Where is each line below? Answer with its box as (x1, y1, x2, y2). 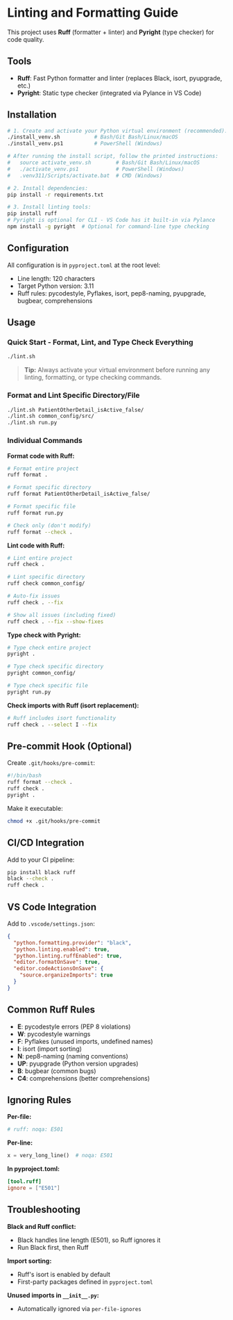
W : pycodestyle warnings (17, 1029, 91, 1038)
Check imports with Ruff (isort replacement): (7, 701, 139, 709)
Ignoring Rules (7, 1094, 71, 1106)
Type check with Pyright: (7, 631, 81, 639)
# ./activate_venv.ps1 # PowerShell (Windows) (7, 166, 185, 172)
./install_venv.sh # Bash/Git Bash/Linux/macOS (7, 134, 178, 140)
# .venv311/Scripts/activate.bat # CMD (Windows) (7, 172, 163, 179)
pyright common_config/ (7, 670, 76, 677)
